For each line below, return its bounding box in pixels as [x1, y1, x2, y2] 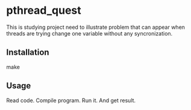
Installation [6, 47, 49, 58]
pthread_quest [6, 4, 81, 17]
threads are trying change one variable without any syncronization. [6, 29, 173, 37]
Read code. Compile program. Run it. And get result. [6, 97, 136, 104]
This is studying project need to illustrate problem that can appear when [6, 23, 186, 31]
